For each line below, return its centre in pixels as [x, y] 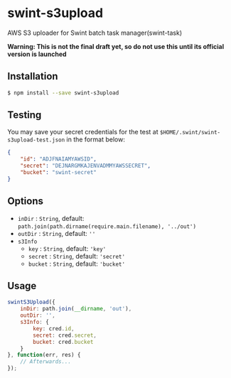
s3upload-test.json [36, 140]
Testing [25, 115]
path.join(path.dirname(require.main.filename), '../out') [107, 226]
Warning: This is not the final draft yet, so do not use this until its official [116, 46]
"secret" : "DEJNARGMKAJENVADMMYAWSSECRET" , [86, 166]
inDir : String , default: [51, 218]
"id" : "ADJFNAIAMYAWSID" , [59, 159]
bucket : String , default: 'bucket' [77, 264]
